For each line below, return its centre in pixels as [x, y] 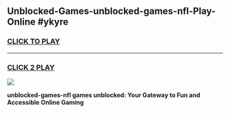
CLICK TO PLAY [34, 42]
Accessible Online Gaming [46, 102]
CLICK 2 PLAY [31, 67]
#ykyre [53, 22]
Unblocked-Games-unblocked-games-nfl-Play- [112, 11]
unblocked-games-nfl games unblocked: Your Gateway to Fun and [104, 95]
